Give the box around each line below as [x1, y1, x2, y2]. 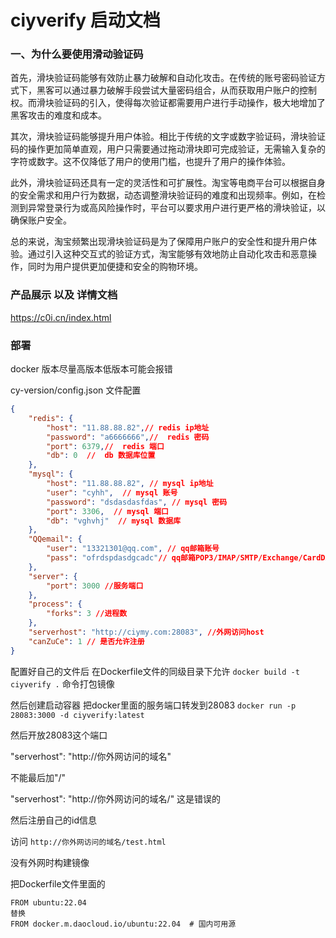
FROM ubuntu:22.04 [10, 897, 87, 908]
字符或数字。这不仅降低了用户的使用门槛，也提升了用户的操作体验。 [10, 156, 291, 168]
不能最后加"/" [10, 771, 67, 783]
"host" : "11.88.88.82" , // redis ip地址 [46, 422, 210, 433]
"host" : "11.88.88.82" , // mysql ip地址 [46, 479, 214, 489]
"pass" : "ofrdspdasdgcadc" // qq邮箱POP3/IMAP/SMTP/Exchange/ [46, 553, 303, 563]
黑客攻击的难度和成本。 [10, 109, 107, 121]
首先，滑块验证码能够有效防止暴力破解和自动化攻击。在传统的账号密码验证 [10, 72, 317, 84]
